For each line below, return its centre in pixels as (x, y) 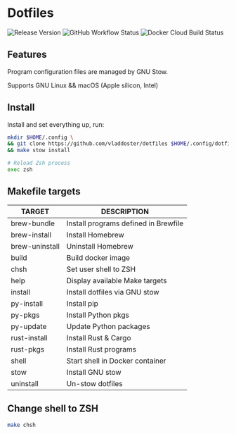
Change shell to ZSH (53, 409)
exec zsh (20, 170)
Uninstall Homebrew (100, 246)
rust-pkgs (28, 349)
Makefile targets (44, 192)
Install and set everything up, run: (56, 124)
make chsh (22, 425)
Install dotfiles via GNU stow (113, 292)
